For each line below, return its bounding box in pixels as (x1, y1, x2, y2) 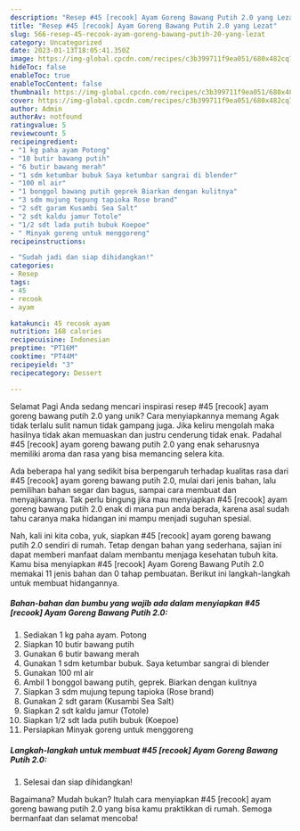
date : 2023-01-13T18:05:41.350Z (10, 46, 130, 55)
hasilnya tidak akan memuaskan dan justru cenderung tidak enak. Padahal (10, 429, 282, 440)
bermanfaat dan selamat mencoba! (10, 813, 139, 824)
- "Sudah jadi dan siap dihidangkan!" (10, 253, 154, 262)
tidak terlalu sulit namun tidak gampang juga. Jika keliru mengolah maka (10, 420, 275, 431)
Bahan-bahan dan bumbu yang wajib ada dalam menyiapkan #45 (10, 598, 261, 609)
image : (10, 54, 35, 63)
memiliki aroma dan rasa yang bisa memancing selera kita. (10, 448, 225, 459)
